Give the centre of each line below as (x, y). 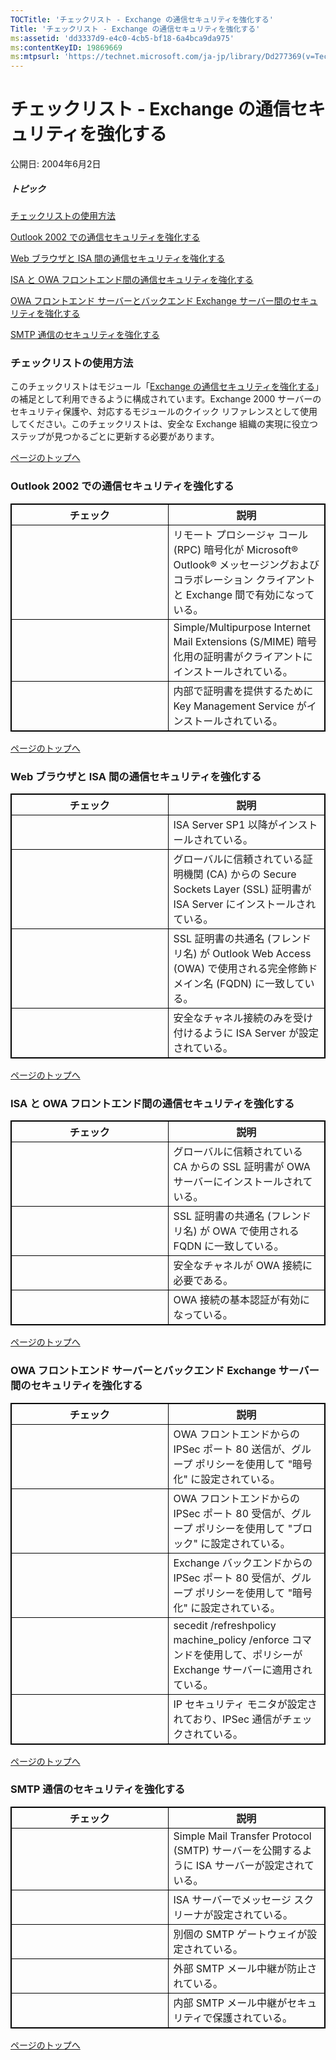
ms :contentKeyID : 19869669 (66, 47)
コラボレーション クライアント (244, 579)
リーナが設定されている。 (233, 1914)
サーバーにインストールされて (243, 1182)
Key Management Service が (240, 706)
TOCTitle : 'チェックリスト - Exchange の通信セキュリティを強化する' (142, 19)
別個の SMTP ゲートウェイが (240, 1934)
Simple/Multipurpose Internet (242, 627)
